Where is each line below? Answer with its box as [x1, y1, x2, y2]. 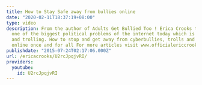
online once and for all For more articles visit [11, 42, 138, 48]
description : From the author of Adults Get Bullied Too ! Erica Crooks [6, 25, 192, 32]
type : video [6, 20, 36, 26]
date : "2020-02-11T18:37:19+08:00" [6, 14, 96, 20]
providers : [6, 59, 34, 65]
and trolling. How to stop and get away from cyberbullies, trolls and [11, 37, 195, 42]
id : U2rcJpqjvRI [17, 70, 58, 76]
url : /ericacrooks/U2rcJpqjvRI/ [6, 53, 87, 59]
